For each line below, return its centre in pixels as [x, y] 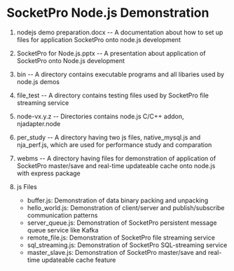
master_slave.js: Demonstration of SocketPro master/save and [117, 252]
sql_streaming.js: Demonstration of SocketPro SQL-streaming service [127, 245]
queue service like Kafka [63, 230]
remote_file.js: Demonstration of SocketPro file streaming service [121, 237]
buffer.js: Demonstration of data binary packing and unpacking [117, 200]
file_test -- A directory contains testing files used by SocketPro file [113, 95]
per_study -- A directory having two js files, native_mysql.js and [109, 137]
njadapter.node [39, 123]
